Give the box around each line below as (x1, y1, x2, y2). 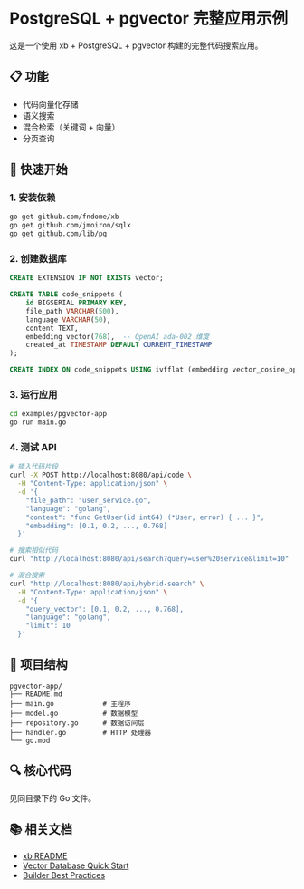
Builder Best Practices (22, 869, 106, 880)
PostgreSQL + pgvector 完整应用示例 (9, 8, 288, 29)
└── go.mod (9, 736, 51, 745)
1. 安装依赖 (9, 191, 56, 204)
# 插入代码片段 (9, 462, 59, 471)
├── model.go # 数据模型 (9, 709, 138, 718)
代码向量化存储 (22, 99, 79, 110)
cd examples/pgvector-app (9, 410, 107, 419)
